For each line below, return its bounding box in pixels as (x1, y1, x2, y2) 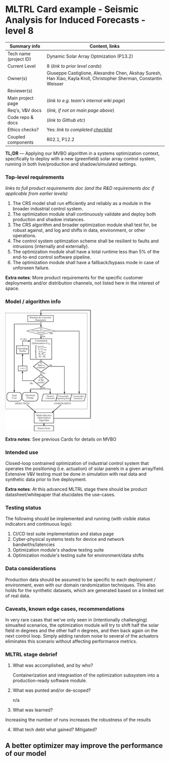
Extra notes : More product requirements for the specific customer (5, 275, 143, 281)
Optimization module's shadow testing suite (12, 547, 104, 553)
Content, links (89, 43, 120, 49)
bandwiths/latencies (12, 541, 55, 547)
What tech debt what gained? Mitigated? (12, 727, 97, 733)
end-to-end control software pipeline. (12, 254, 92, 260)
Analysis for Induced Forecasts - (5, 14, 146, 26)
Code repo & (7, 114, 34, 120)
